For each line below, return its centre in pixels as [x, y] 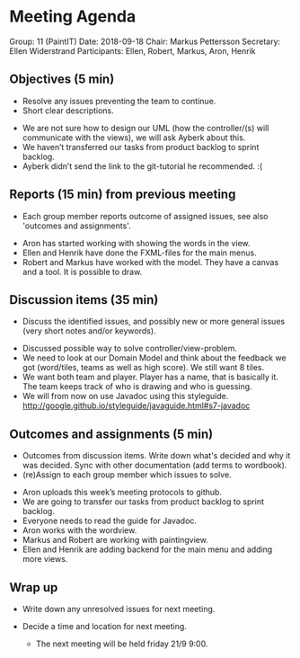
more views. [45, 559]
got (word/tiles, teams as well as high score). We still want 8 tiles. [143, 368]
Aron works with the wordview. [79, 530]
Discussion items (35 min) [84, 300]
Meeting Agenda [73, 17]
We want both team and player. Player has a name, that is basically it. [150, 377]
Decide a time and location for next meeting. [104, 626]
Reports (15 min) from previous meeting [123, 195]
